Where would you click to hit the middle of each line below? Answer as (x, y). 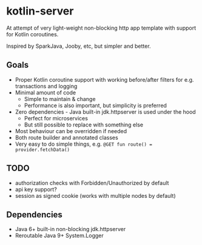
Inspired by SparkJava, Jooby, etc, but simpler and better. (79, 46)
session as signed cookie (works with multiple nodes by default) (95, 195)
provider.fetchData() (42, 149)
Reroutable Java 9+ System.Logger (59, 236)
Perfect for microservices (56, 118)
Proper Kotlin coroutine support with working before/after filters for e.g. (104, 79)
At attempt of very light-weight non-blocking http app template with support (101, 28)
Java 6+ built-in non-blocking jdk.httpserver (70, 229)
